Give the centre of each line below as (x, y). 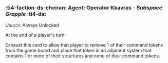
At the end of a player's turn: (35, 35)
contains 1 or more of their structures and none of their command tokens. (83, 56)
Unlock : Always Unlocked (32, 25)
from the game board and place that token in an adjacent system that (78, 51)
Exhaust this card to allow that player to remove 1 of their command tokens (84, 45)
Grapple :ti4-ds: (26, 14)
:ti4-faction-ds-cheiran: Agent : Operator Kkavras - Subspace (84, 8)
